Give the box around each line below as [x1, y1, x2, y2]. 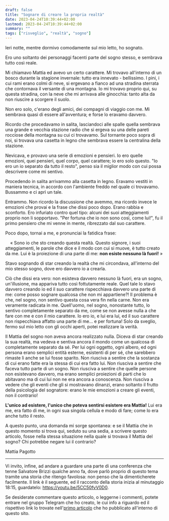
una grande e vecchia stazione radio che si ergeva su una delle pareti [5, 127, 149, 133]
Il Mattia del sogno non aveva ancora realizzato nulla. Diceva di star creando [5, 333, 163, 339]
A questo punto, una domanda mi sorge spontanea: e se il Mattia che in [5, 423, 153, 429]
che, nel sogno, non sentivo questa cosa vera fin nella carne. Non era [5, 297, 149, 303]
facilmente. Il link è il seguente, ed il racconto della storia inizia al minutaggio [5, 479, 164, 485]
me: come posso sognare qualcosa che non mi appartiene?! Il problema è [5, 292, 157, 298]
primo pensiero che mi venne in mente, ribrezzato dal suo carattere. [5, 220, 146, 226]
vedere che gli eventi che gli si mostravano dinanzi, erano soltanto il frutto [5, 382, 158, 387]
